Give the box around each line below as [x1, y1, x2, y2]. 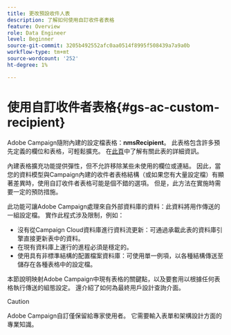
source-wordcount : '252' [7, 55, 79, 62]
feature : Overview [7, 23, 60, 30]
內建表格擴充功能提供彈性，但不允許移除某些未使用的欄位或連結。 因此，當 [7, 162, 221, 170]
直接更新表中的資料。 [23, 234, 84, 242]
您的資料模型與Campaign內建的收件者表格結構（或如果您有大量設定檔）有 [7, 170, 219, 178]
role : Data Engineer [7, 29, 67, 37]
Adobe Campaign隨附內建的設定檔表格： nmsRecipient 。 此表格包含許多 [7, 138, 214, 146]
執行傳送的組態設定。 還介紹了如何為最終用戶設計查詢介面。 [12, 283, 185, 291]
